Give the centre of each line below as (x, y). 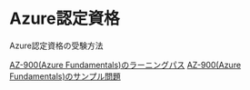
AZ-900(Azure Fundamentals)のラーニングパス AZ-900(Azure (125, 65)
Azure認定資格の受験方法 (56, 45)
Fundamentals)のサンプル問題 (65, 76)
